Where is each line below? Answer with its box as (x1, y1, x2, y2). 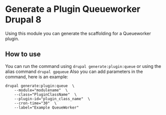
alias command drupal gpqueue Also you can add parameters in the (5, 68, 143, 74)
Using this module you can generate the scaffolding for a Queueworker (5, 30, 151, 36)
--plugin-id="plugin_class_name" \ (14, 96, 91, 101)
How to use (5, 50, 41, 58)
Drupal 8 (5, 14, 41, 25)
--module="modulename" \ (14, 88, 68, 93)
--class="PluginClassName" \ (14, 92, 77, 97)
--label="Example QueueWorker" (14, 105, 79, 110)
